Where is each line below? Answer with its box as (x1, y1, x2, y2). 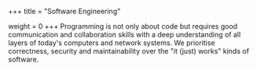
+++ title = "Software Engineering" (8, 7, 121, 16)
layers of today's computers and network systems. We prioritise (8, 38, 215, 47)
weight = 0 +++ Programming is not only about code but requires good (8, 22, 238, 30)
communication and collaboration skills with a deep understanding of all (8, 30, 241, 39)
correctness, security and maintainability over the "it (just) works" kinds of (8, 47, 250, 55)
